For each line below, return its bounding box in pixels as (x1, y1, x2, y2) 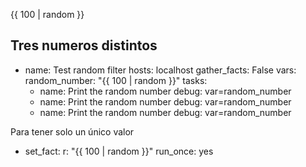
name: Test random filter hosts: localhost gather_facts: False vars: (24, 64, 297, 76)
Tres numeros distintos (10, 37, 158, 54)
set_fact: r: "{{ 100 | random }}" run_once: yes (24, 145, 214, 157)
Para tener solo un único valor (10, 125, 135, 138)
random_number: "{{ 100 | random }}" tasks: (24, 74, 208, 86)
